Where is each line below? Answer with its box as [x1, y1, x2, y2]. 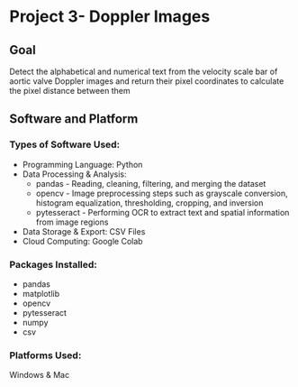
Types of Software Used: [9, 138, 121, 151]
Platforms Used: [9, 349, 82, 362]
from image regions [35, 217, 109, 227]
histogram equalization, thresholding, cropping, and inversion [35, 197, 264, 208]
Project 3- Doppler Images [9, 6, 211, 27]
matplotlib [22, 288, 60, 299]
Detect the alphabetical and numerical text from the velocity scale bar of [9, 66, 278, 77]
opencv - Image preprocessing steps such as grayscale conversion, [35, 188, 288, 198]
